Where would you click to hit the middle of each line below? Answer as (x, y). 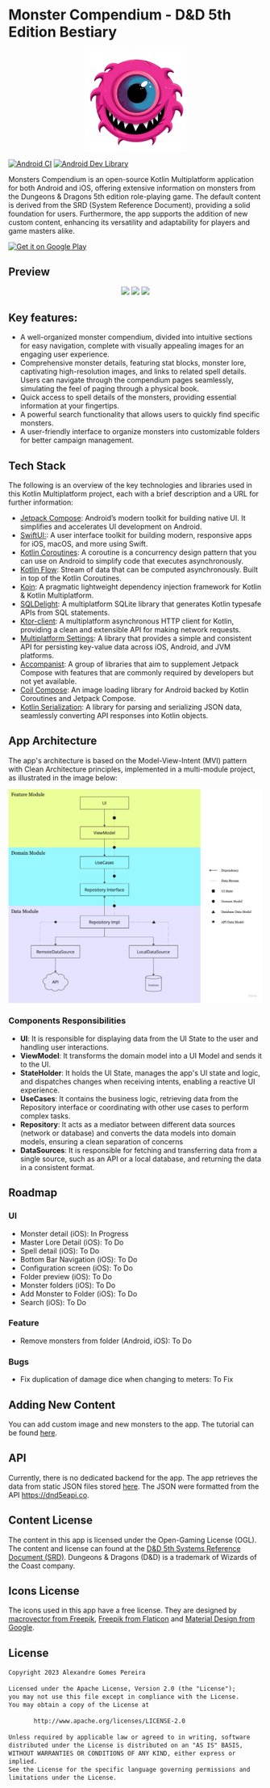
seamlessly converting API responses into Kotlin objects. (114, 715)
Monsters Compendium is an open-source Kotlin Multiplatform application (131, 179)
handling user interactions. (64, 1047)
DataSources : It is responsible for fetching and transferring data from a (139, 1150)
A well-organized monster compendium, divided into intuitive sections (136, 337)
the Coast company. (42, 1566)
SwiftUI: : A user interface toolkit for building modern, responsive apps (136, 535)
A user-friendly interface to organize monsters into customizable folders (140, 432)
